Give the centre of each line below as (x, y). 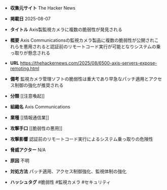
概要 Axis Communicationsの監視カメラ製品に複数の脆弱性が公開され (82, 40)
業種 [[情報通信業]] (30, 118)
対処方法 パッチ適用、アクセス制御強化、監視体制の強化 (68, 171)
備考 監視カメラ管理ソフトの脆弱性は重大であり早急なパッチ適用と (79, 79)
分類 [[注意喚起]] (27, 96)
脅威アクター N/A (28, 150)
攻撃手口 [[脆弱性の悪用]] (36, 128)
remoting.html (25, 68)
